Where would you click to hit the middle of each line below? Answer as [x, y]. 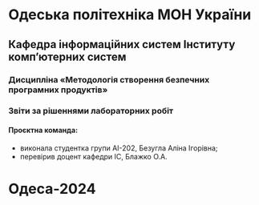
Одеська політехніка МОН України [130, 15]
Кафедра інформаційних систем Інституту [122, 44]
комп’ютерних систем [67, 56]
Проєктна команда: [43, 131]
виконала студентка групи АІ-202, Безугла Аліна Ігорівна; [119, 148]
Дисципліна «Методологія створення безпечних [109, 79]
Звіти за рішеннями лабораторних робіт [91, 111]
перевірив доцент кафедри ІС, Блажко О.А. [93, 156]
